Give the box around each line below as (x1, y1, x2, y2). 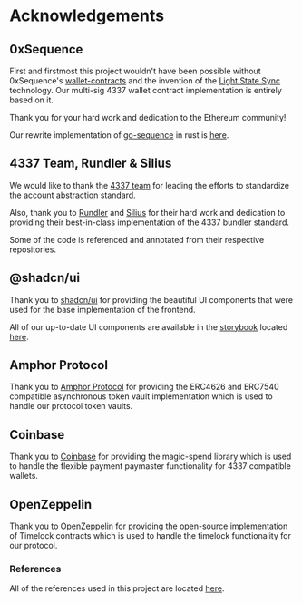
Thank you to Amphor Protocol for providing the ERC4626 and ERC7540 (9, 382, 279, 393)
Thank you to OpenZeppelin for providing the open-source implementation (9, 520, 288, 531)
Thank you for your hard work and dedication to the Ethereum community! (9, 112, 287, 122)
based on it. (9, 94, 54, 105)
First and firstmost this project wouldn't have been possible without (9, 65, 261, 76)
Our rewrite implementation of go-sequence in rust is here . (9, 130, 229, 141)
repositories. (9, 244, 57, 255)
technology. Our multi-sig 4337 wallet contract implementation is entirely (9, 85, 283, 95)
